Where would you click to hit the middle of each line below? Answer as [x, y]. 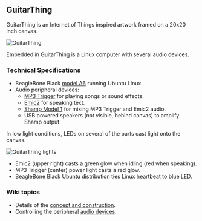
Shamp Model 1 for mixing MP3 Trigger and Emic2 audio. [95, 109]
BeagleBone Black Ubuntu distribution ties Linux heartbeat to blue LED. [103, 176]
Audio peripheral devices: [47, 90]
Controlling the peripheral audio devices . [66, 212]
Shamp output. [43, 122]
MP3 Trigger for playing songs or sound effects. [84, 96]
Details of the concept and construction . [65, 205]
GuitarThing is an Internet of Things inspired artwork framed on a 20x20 [96, 24]
